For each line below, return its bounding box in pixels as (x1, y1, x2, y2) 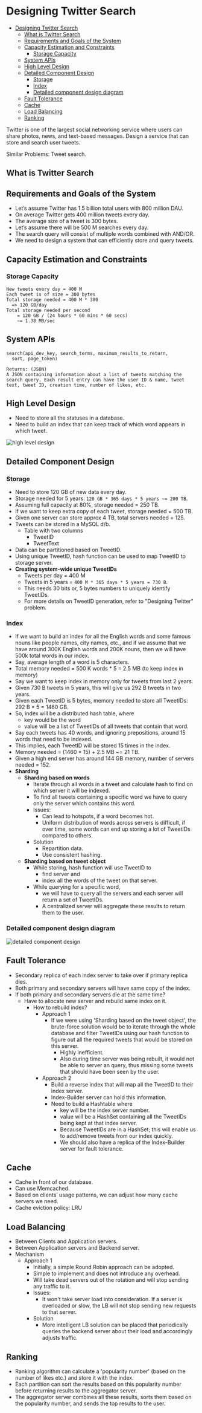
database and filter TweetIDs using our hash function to (51, 1029, 189, 1036)
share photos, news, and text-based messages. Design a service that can (6, 132, 189, 140)
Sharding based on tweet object (24, 857, 106, 865)
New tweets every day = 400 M (6, 286, 83, 292)
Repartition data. (42, 845, 83, 852)
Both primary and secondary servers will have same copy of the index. (14, 984, 191, 992)
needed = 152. (14, 761, 51, 768)
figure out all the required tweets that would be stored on (51, 1036, 193, 1043)
